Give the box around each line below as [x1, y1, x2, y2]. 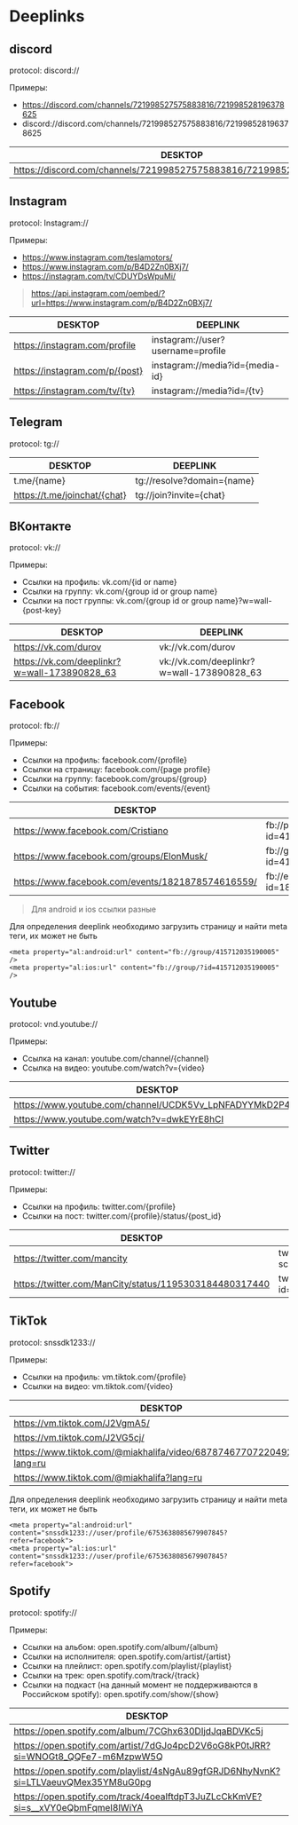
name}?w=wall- [214, 596, 272, 606]
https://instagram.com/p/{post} [13, 364, 144, 376]
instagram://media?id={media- [151, 359, 281, 371]
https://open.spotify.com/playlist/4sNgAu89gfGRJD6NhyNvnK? [13, 1765, 281, 1777]
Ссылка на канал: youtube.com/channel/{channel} [21, 1054, 210, 1064]
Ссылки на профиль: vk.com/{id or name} [21, 577, 177, 588]
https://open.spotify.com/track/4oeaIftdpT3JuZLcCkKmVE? [13, 1790, 263, 1803]
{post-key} [21, 605, 62, 616]
